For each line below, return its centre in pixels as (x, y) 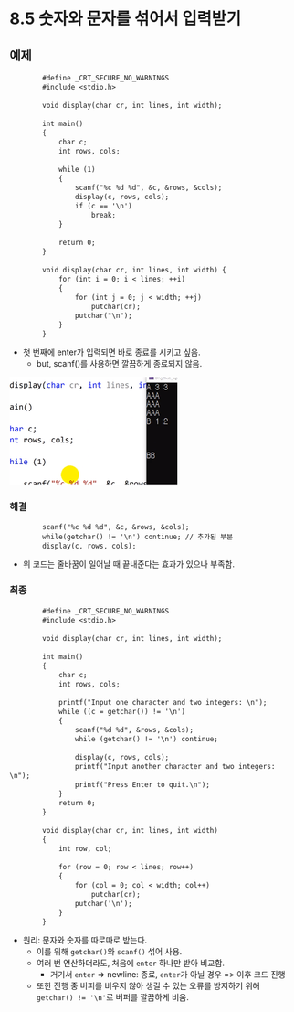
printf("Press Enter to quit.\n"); (142, 784)
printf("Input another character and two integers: (175, 766)
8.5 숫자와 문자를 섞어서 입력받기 (126, 19)
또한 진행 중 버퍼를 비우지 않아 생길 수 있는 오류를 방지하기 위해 (148, 985)
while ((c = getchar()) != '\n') (121, 711)
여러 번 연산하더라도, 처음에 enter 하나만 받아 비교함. (131, 963)
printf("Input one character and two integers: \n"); (163, 702)
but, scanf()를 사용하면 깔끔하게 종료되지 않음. (119, 363)
